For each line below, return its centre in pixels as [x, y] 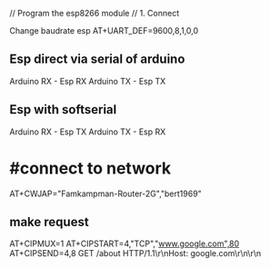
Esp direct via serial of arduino [97, 60]
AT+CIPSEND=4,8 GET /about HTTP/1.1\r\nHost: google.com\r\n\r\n [135, 253]
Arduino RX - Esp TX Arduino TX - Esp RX [88, 132]
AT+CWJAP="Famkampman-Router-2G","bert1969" [105, 194]
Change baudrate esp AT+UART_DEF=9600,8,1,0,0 [104, 30]
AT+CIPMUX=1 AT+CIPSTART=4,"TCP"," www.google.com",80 [125, 243]
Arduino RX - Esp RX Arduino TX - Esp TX [88, 81]
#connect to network [90, 168]
